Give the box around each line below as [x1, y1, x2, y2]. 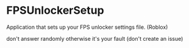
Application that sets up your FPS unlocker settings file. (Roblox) [6, 23, 168, 31]
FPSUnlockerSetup [6, 4, 105, 17]
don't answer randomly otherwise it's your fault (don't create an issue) [6, 35, 184, 42]
